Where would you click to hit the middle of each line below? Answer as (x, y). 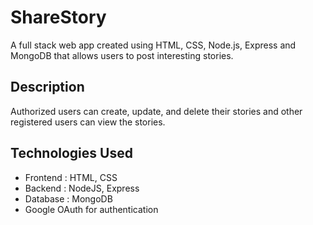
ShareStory (58, 17)
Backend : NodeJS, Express (82, 188)
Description (47, 87)
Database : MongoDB (68, 198)
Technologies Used (71, 153)
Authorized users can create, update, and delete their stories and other (156, 111)
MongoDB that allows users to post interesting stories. (122, 55)
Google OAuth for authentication (91, 209)
